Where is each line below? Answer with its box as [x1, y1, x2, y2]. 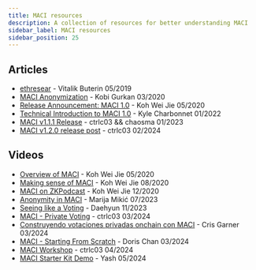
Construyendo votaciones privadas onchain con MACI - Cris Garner [19, 219, 239, 229]
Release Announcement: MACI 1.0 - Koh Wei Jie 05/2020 [19, 100, 206, 111]
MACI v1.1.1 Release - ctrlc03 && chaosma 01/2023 [19, 118, 184, 127]
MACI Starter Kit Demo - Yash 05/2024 [19, 253, 147, 263]
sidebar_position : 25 [8, 33, 80, 42]
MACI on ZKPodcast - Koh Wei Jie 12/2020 [19, 186, 160, 196]
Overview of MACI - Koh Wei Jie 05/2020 [19, 169, 155, 178]
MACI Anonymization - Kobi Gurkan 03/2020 [19, 92, 165, 102]
